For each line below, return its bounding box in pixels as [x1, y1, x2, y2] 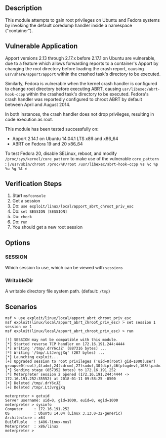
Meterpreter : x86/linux [5, 424, 58, 429]
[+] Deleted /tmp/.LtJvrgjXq [5, 385, 65, 390]
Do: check [12, 214, 32, 220]
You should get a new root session [12, 224, 83, 230]
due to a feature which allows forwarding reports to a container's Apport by [5, 60, 159, 66]
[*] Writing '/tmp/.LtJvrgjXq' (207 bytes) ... [5, 350, 105, 355]
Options [5, 239, 31, 247]
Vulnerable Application [5, 42, 78, 50]
